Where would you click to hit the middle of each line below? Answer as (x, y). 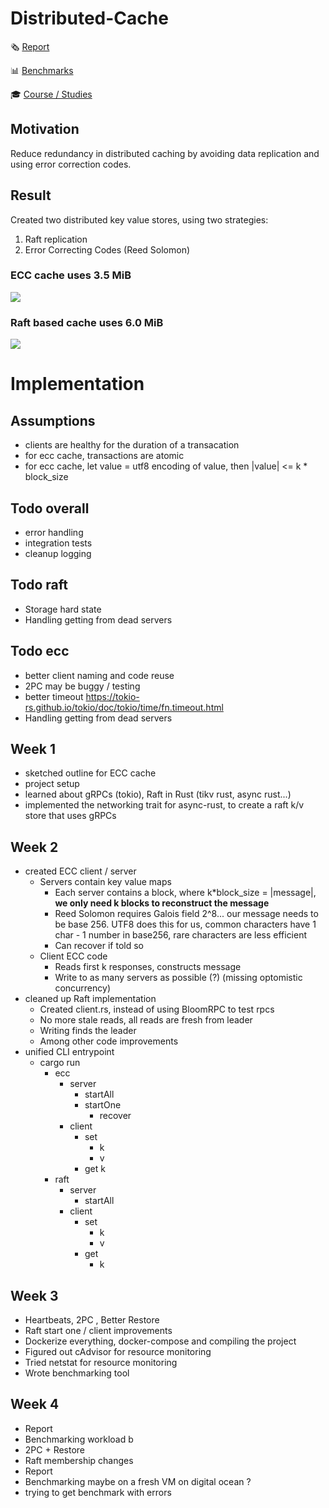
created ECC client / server (80, 871)
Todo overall (50, 508)
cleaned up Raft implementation (90, 999)
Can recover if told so (99, 946)
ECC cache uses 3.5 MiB (71, 275)
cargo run (60, 1063)
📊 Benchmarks (42, 70)
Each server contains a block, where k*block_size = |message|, (185, 893)
